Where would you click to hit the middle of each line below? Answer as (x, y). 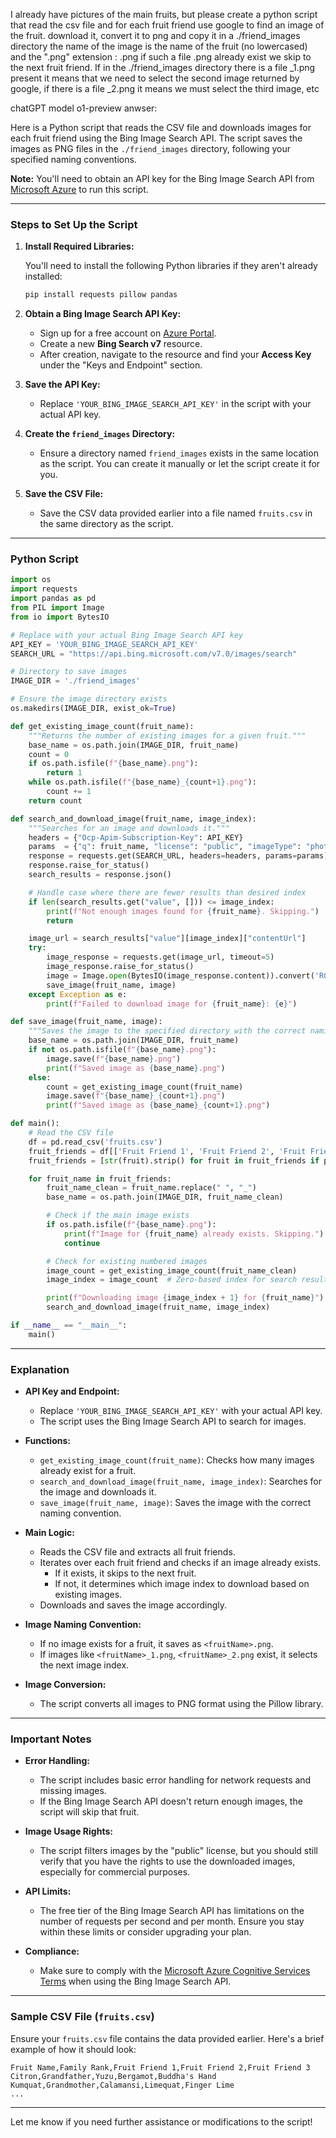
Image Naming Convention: (83, 1625)
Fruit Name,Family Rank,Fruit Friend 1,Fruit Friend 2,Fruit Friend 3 (160, 2067)
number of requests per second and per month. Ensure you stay (172, 1921)
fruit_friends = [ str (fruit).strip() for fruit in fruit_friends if (174, 1160)
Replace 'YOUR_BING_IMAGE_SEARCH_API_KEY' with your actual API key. (181, 1411)
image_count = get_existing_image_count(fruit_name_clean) (172, 1270)
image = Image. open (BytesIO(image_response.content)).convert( (180, 975)
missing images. (73, 1791)
